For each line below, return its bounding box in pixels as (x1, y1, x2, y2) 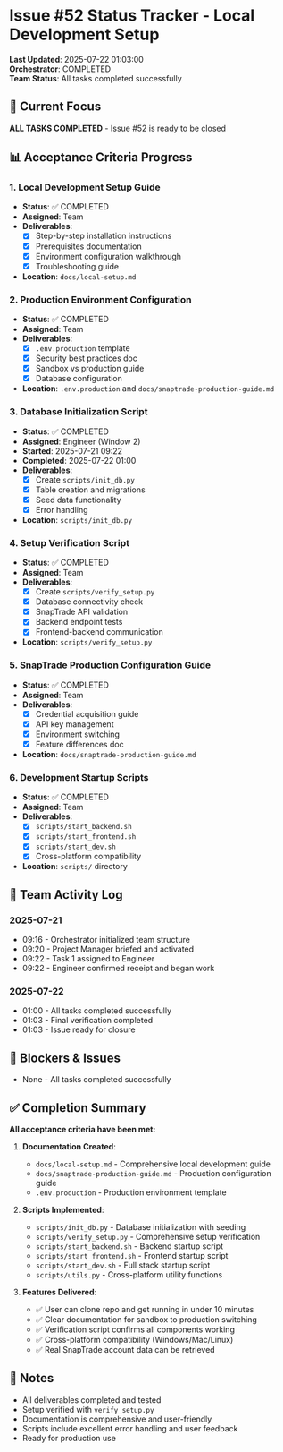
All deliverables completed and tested (21, 1394, 162, 1405)
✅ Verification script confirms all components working (35, 1324, 235, 1335)
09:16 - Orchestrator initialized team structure (21, 935, 190, 945)
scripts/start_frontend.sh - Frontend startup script (35, 1251, 229, 1261)
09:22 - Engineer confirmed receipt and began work (21, 963, 215, 974)
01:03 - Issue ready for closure (21, 1024, 136, 1035)
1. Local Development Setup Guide (9, 181, 161, 193)
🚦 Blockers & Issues (9, 1050, 121, 1065)
